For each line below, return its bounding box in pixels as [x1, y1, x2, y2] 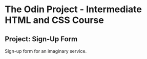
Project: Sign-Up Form [5, 35, 78, 43]
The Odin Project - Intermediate [5, 4, 142, 15]
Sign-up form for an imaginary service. [5, 48, 87, 54]
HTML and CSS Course [5, 14, 104, 26]
